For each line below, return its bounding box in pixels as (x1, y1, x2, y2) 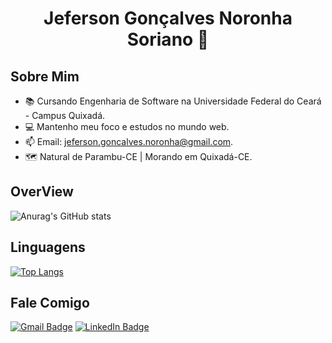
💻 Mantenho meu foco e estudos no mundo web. (24, 121, 230, 132)
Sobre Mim (10, 68, 80, 85)
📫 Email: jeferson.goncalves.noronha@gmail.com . (24, 136, 234, 147)
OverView (10, 183, 74, 201)
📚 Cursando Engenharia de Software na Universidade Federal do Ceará (24, 95, 322, 107)
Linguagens (10, 239, 86, 256)
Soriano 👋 (126, 28, 210, 51)
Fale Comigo (10, 295, 90, 312)
